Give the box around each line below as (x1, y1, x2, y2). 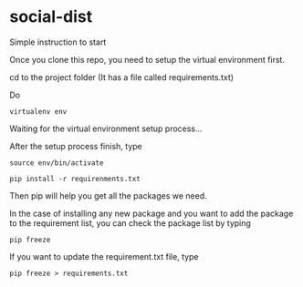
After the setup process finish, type (9, 140, 143, 151)
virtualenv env (9, 107, 68, 116)
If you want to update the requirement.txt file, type (9, 251, 199, 261)
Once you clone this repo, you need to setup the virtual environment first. (9, 54, 286, 65)
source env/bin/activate (9, 158, 104, 168)
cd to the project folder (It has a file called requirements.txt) (9, 71, 235, 83)
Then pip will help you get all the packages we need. (9, 190, 207, 201)
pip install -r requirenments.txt (9, 174, 141, 183)
